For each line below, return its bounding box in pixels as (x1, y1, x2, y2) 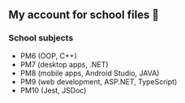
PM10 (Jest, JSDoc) (19, 85, 87, 95)
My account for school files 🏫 (8, 8, 160, 22)
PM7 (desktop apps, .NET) (19, 59, 109, 69)
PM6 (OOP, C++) (19, 50, 77, 61)
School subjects (8, 32, 74, 44)
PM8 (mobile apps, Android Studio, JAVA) (19, 68, 160, 78)
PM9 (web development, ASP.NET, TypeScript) (19, 76, 178, 86)
